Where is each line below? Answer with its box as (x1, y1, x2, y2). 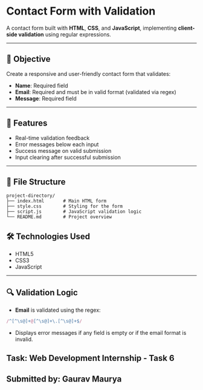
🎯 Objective (6, 54, 51, 64)
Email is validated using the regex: (14, 306, 101, 314)
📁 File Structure (6, 177, 66, 187)
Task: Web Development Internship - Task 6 (6, 353, 175, 363)
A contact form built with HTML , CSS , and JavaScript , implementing (6, 24, 177, 32)
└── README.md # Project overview (6, 214, 112, 220)
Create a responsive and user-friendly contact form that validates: (6, 70, 171, 77)
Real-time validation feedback (14, 134, 90, 141)
